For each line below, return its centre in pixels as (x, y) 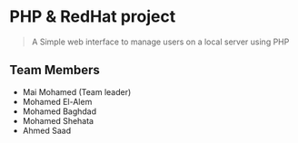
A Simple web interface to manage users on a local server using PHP (160, 42)
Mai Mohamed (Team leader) (77, 91)
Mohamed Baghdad (60, 111)
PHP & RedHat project (93, 17)
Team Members (55, 70)
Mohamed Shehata (58, 120)
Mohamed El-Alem (57, 101)
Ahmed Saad (46, 130)
